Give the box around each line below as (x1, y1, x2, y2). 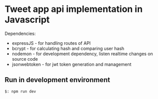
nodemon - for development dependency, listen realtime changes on (11, 51, 153, 57)
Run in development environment (4, 76, 110, 84)
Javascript (4, 14, 50, 25)
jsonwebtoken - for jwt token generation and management (11, 61, 132, 67)
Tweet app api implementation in (4, 3, 143, 15)
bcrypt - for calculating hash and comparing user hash (11, 45, 125, 51)
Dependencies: (4, 30, 36, 36)
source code (11, 56, 38, 62)
